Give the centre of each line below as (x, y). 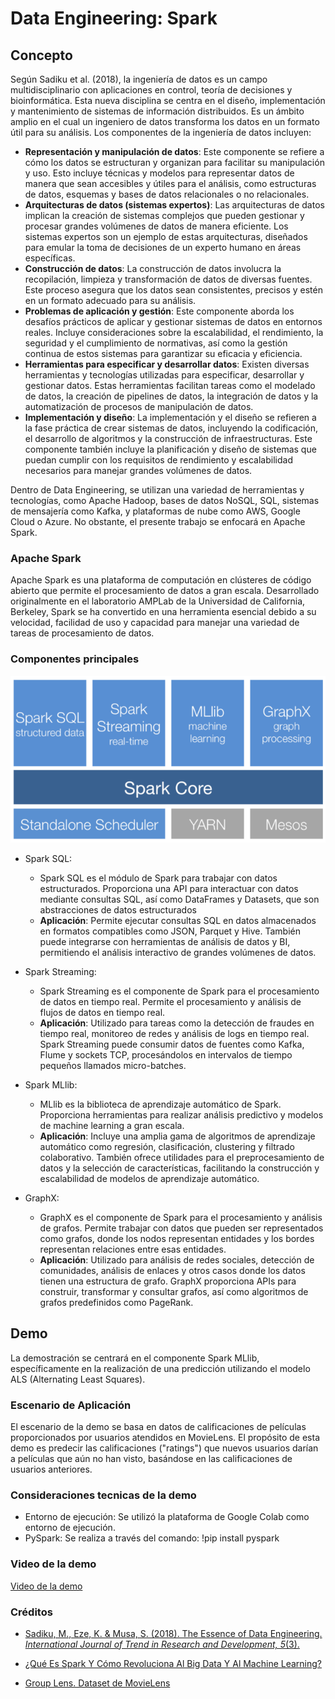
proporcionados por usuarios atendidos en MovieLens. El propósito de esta (165, 1437)
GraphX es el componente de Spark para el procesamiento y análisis (181, 1217)
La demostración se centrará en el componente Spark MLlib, (135, 1358)
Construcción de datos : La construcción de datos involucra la (153, 268)
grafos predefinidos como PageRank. (116, 1302)
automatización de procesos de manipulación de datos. (139, 406)
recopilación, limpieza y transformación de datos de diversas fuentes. (168, 279)
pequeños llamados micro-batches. (113, 1065)
